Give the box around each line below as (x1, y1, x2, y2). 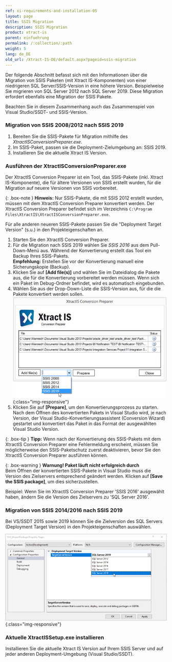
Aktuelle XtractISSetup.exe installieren (5, 634, 104, 641)
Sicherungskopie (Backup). (12, 264, 71, 270)
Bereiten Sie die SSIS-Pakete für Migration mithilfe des (12, 133, 128, 139)
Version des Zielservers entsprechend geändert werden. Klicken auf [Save (5, 473, 163, 479)
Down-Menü (12, 248, 39, 254)
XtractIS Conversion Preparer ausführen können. (5, 452, 109, 458)
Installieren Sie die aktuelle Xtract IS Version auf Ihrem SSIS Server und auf (5, 646, 164, 652)
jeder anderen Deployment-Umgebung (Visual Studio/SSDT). (5, 651, 134, 657)
